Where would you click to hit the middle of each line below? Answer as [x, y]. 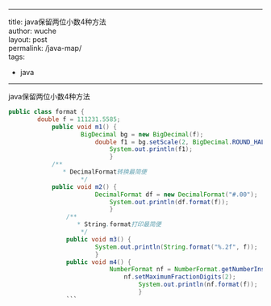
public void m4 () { [98, 262]
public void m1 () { [84, 127]
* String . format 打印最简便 [119, 224]
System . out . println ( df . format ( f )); [169, 202]
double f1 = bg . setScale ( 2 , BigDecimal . [163, 142]
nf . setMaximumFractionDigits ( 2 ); [180, 277]
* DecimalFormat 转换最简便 [105, 172]
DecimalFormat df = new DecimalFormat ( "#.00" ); [176, 195]
